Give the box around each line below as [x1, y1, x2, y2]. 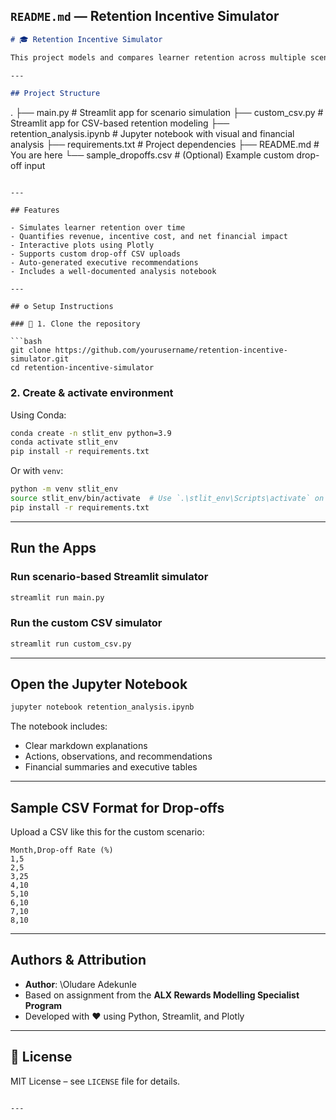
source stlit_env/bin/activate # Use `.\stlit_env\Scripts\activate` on [10, 494, 325, 504]
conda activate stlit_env [10, 437, 118, 448]
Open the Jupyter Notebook [10, 675, 188, 693]
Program [24, 999, 63, 1011]
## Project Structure [10, 89, 101, 99]
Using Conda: [10, 409, 67, 421]
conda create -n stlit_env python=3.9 [10, 428, 172, 438]
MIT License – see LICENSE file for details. [10, 1075, 181, 1087]
